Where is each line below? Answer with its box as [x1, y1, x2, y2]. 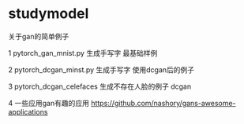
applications [8, 107, 48, 116]
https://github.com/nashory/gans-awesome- [90, 98, 236, 108]
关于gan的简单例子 [8, 31, 69, 41]
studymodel [8, 5, 89, 23]
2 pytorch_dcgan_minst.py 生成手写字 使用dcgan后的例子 [8, 64, 195, 75]
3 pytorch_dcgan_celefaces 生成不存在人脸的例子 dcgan [8, 82, 192, 91]
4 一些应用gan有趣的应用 [8, 98, 89, 108]
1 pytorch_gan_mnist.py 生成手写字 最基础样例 [8, 48, 158, 57]
